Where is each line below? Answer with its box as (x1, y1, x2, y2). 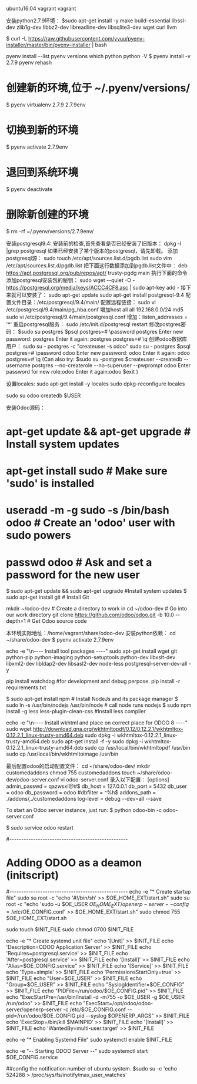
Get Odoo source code (31, 617, 87, 625)
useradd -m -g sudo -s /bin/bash (6, 504, 169, 517)
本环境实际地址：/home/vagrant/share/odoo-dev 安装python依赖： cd (6, 630, 176, 637)
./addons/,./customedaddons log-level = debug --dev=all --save (6, 796, 162, 803)
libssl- (171, 17, 187, 24)
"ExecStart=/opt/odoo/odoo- (83, 999, 153, 1006)
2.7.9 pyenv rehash (6, 59, 52, 66)
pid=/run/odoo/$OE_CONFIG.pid (6, 1012, 85, 1019)
